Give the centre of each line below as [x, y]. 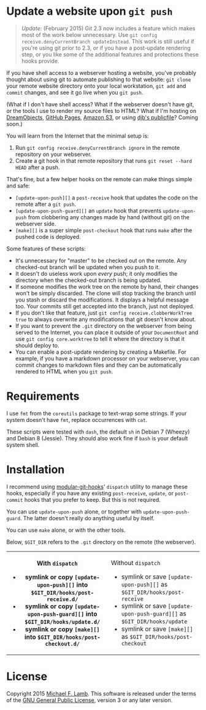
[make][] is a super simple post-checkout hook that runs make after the [104, 230]
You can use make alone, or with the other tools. [66, 530]
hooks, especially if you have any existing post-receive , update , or [90, 493]
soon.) [14, 123]
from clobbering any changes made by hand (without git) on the [109, 217]
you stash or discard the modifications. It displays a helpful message [102, 300]
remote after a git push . [46, 204]
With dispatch [57, 563]
